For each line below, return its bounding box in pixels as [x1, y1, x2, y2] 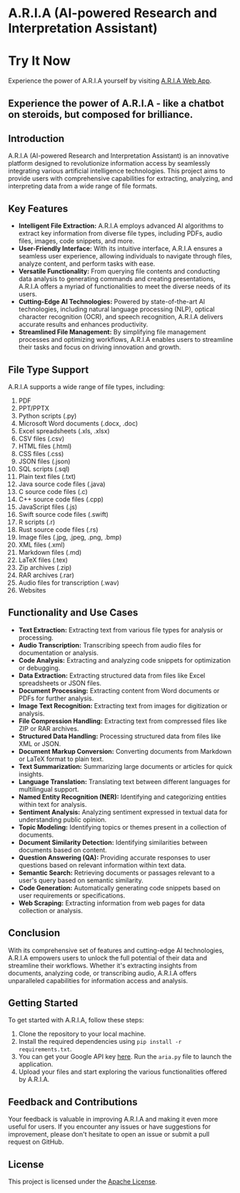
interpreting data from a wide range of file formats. [8, 182, 158, 191]
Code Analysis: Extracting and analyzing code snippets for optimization [18, 655, 231, 665]
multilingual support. [18, 785, 79, 793]
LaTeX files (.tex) [18, 555, 69, 564]
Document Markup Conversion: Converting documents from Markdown [18, 747, 231, 755]
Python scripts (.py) [18, 411, 77, 420]
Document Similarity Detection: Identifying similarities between [18, 837, 208, 847]
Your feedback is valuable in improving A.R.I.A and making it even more [8, 1115, 219, 1124]
